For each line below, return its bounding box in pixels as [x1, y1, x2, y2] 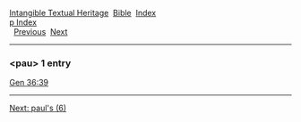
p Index [9, 17, 38, 28]
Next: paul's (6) [9, 102, 67, 114]
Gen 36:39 [9, 77, 49, 88]
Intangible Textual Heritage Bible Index [9, 8, 157, 18]
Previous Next [13, 27, 68, 37]
